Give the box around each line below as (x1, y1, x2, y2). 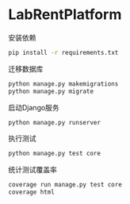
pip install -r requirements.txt (8, 48, 119, 56)
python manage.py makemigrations (8, 79, 119, 88)
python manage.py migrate (8, 87, 94, 95)
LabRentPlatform (8, 6, 122, 24)
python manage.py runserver (8, 118, 101, 126)
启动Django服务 (8, 102, 59, 112)
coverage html (8, 188, 55, 196)
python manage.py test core (8, 149, 101, 158)
